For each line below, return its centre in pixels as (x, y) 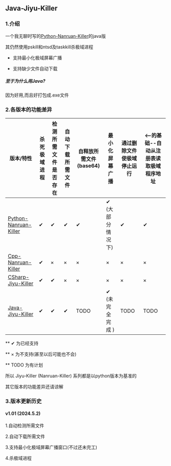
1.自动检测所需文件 (25, 426)
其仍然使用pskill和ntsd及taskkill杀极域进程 (49, 47)
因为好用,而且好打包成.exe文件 (37, 95)
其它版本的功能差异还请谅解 (34, 386)
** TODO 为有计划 (24, 365)
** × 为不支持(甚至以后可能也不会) (41, 354)
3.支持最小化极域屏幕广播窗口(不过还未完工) (51, 447)
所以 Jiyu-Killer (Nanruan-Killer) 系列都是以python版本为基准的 (71, 376)
